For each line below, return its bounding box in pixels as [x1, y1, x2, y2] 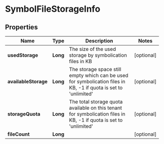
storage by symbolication [69, 52, 127, 58]
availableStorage [7, 78, 48, 85]
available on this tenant [69, 104, 122, 111]
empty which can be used [69, 72, 128, 79]
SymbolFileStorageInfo [5, 3, 101, 15]
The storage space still [69, 66, 122, 72]
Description [85, 38, 113, 44]
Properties [5, 23, 38, 31]
